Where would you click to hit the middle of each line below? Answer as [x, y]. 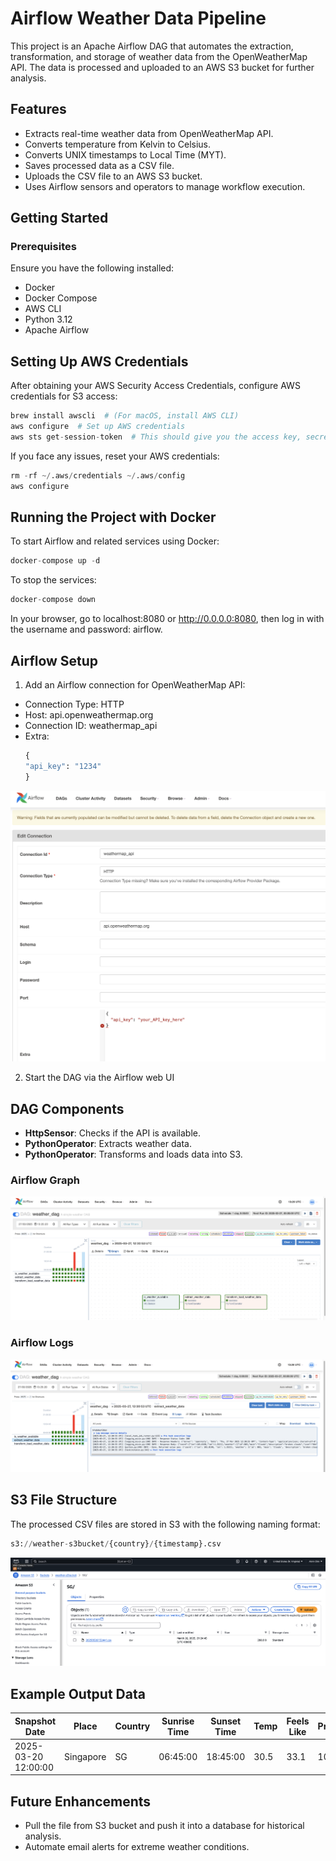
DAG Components [67, 1108]
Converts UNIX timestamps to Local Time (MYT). [125, 154]
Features [38, 109]
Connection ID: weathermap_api [91, 725]
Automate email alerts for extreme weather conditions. [137, 1847]
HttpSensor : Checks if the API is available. [112, 1133]
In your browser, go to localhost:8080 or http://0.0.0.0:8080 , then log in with [167, 619]
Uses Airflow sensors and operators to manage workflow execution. [165, 186]
